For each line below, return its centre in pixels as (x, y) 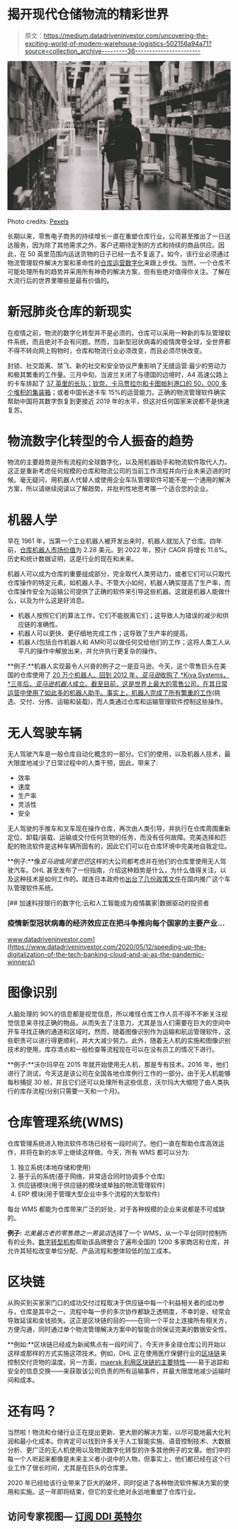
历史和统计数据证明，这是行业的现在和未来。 (73, 559)
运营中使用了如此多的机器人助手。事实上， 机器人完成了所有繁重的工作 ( (111, 693)
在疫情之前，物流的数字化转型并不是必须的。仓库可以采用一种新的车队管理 (116, 333)
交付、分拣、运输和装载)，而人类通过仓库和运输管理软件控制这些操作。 (123, 702)
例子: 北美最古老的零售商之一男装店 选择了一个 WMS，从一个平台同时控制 (114, 1233)
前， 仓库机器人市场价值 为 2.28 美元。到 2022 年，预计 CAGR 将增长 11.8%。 (119, 550)
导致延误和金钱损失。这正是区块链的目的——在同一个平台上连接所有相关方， (119, 1320)
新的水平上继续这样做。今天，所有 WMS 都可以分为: (114, 1152)
